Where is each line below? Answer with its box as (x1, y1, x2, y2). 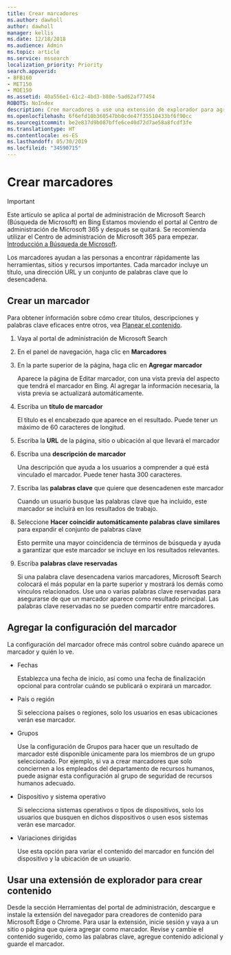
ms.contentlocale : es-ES (7, 132, 78, 139)
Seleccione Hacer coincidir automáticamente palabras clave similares (16, 518, 221, 526)
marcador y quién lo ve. (7, 647, 74, 656)
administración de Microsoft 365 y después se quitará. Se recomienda (7, 225, 206, 233)
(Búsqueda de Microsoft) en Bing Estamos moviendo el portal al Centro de (7, 218, 218, 226)
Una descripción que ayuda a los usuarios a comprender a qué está (16, 463, 210, 471)
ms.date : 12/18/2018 (7, 36, 67, 43)
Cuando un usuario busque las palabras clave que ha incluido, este (16, 497, 208, 505)
